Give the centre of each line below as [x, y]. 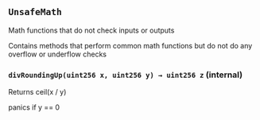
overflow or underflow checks [58, 54]
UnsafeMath [35, 12]
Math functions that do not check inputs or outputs [91, 30]
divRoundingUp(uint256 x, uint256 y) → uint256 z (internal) [126, 75]
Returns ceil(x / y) [37, 92]
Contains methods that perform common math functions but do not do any [130, 45]
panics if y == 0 [34, 107]
